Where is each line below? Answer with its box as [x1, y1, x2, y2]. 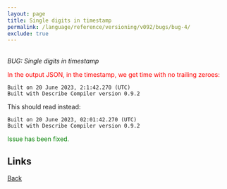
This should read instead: [7, 103, 81, 111]
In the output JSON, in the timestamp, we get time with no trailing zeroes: [7, 71, 220, 79]
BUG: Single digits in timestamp [7, 57, 99, 66]
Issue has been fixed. [7, 135, 70, 143]
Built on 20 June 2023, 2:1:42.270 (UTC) [7, 84, 131, 92]
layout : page [7, 10, 46, 18]
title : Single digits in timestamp [7, 17, 112, 24]
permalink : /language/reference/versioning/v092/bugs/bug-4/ [7, 23, 191, 30]
